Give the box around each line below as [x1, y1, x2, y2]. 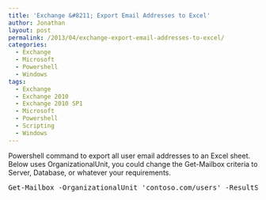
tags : [8, 77, 26, 85]
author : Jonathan [8, 19, 66, 27]
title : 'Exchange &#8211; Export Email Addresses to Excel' [8, 11, 211, 20]
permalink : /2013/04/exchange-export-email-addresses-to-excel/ [8, 33, 225, 42]
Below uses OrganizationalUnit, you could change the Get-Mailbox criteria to [8, 159, 258, 168]
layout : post [8, 26, 51, 34]
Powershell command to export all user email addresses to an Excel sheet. [8, 151, 251, 160]
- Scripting [15, 122, 55, 130]
